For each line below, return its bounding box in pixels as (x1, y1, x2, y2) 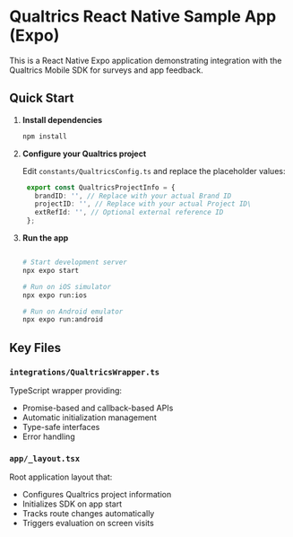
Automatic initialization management (22, 411, 157, 423)
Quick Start (9, 91, 74, 106)
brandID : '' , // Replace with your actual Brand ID (34, 191, 232, 200)
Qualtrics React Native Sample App (9, 6, 277, 27)
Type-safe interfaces (22, 421, 100, 432)
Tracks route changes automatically (22, 508, 155, 519)
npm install (22, 132, 67, 141)
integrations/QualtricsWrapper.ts (9, 366, 159, 377)
